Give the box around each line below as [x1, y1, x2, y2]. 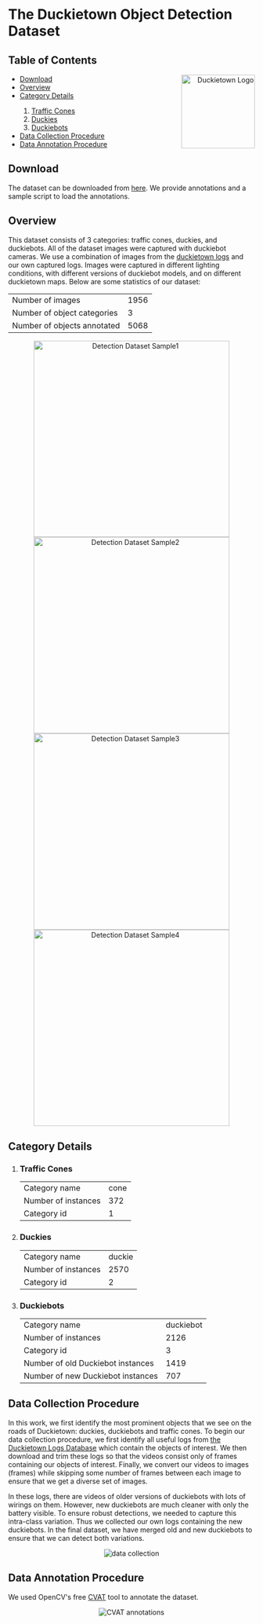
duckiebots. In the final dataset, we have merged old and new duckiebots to [8, 1525, 253, 1534]
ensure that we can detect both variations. [8, 1533, 145, 1542]
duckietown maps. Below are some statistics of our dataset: [8, 276, 201, 286]
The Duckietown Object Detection [8, 5, 233, 24]
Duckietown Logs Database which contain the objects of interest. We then [8, 1443, 247, 1452]
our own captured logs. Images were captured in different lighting [8, 260, 220, 269]
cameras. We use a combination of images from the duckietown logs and [8, 251, 244, 261]
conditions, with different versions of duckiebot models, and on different [8, 269, 241, 278]
